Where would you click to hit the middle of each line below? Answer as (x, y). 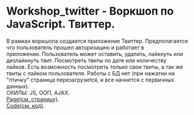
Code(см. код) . (26, 105)
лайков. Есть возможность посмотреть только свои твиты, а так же (95, 67)
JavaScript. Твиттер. (61, 24)
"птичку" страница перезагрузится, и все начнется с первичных (90, 80)
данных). (18, 86)
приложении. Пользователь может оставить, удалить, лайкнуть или (95, 54)
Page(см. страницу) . (33, 99)
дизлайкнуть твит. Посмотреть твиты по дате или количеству (87, 60)
